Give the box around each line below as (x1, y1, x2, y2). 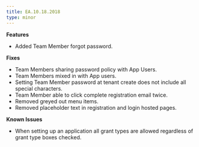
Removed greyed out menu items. (14, 97, 99, 105)
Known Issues (6, 115, 43, 123)
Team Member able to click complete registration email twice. (14, 91, 168, 98)
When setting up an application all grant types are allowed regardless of (14, 127, 194, 134)
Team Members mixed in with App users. (14, 72, 117, 79)
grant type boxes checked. (14, 133, 82, 141)
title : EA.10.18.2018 (6, 8, 61, 15)
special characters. (14, 85, 63, 92)
